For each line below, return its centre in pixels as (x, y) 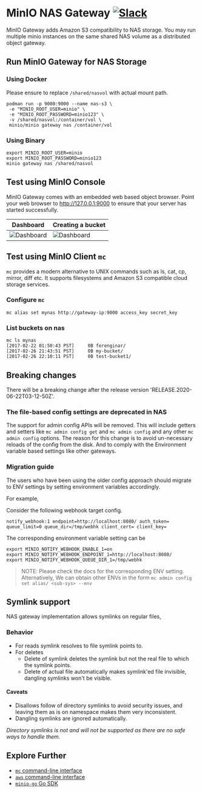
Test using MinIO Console (56, 182)
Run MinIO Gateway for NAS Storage (76, 62)
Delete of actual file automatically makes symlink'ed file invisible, (105, 671)
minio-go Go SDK (37, 783)
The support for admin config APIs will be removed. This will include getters (101, 425)
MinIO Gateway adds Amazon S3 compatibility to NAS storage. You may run (101, 30)
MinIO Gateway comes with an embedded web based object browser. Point (100, 197)
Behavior (20, 632)
